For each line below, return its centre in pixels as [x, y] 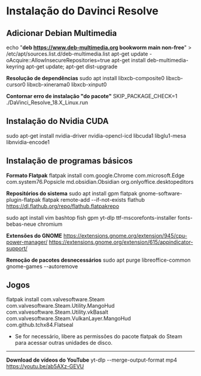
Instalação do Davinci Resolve [82, 11]
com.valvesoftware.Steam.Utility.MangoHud [60, 306]
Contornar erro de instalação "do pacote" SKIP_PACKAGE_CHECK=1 [92, 96]
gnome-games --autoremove [42, 266]
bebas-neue [22, 224]
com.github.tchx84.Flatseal [40, 325]
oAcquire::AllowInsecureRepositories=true [58, 60]
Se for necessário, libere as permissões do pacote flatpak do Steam [98, 336]
